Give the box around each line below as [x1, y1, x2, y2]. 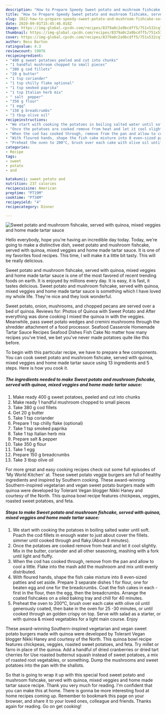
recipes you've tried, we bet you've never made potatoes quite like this [5, 335, 150, 340]
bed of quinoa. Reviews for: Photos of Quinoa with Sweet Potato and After [5, 308, 156, 314]
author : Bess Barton [5, 39, 48, 44]
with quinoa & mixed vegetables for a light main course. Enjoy [12, 616, 138, 622]
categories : [5, 145, 30, 150]
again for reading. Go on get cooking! [5, 704, 82, 710]
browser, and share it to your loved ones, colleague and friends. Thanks [5, 698, 152, 704]
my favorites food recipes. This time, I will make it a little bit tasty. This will [5, 253, 156, 259]
